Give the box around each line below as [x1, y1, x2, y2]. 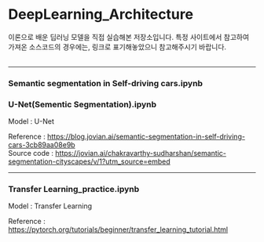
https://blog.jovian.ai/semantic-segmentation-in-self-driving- [46, 132, 246, 142]
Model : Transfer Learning [8, 201, 93, 211]
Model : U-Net [8, 117, 55, 126]
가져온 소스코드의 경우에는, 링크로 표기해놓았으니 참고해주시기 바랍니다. [8, 42, 226, 52]
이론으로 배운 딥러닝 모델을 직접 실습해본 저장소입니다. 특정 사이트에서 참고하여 [8, 32, 250, 42]
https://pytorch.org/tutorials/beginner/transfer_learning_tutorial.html [8, 225, 229, 234]
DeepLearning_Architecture [8, 5, 194, 23]
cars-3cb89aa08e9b [8, 140, 76, 150]
